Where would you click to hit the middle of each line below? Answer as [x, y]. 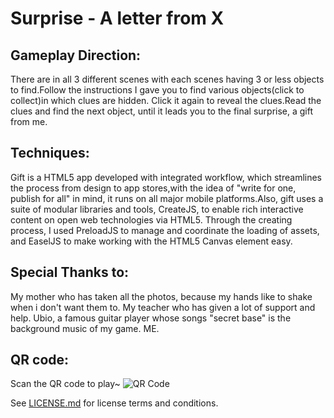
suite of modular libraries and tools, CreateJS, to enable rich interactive [157, 209]
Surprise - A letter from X [117, 18]
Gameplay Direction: [76, 55]
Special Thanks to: [70, 272]
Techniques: [50, 153]
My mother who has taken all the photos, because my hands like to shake [161, 296]
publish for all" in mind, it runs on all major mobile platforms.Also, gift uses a [167, 198]
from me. [29, 121]
